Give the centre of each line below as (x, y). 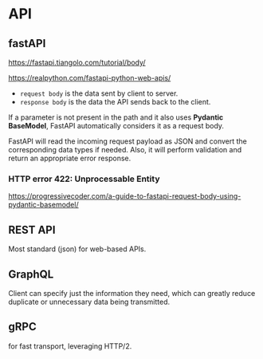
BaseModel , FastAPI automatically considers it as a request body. (116, 126)
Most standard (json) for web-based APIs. (77, 249)
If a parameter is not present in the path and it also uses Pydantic (116, 117)
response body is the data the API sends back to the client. (115, 102)
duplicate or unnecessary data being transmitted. (89, 302)
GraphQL (31, 274)
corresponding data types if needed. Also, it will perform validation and (125, 150)
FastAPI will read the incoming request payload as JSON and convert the (128, 141)
